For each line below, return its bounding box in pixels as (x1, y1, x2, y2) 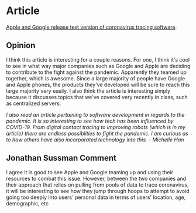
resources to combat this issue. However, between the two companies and (6, 175, 186, 182)
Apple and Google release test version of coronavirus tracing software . (6, 23, 177, 31)
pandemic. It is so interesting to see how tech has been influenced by (6, 117, 174, 124)
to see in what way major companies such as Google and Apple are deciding (6, 62, 191, 69)
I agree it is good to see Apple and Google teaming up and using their (6, 168, 174, 175)
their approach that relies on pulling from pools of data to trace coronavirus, (6, 181, 189, 188)
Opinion (6, 40, 36, 50)
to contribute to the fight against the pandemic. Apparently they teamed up (6, 69, 187, 76)
